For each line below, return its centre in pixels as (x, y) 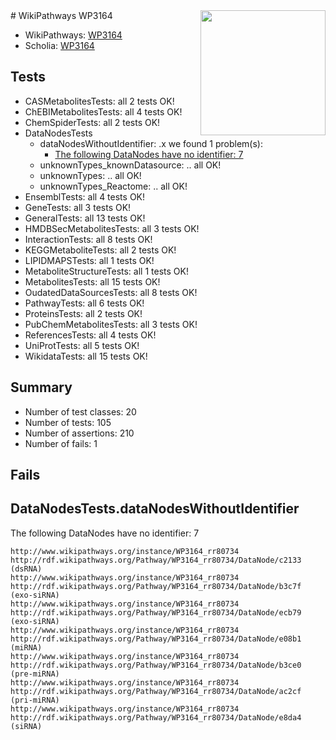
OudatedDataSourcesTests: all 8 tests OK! (111, 292)
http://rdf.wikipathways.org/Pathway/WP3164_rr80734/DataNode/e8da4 (156, 717)
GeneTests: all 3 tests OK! (78, 207)
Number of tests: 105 (68, 422)
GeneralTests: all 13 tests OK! (85, 218)
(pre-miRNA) (35, 674)
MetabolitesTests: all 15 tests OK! (92, 281)
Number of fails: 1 (61, 443)
